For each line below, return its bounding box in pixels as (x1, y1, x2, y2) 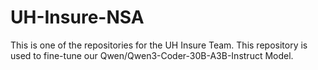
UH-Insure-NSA (10, 6, 145, 29)
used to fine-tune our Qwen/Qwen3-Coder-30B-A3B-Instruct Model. (10, 49, 294, 61)
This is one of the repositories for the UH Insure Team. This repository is (10, 39, 308, 51)
